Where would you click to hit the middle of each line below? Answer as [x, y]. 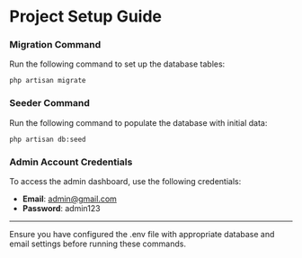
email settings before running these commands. [98, 244]
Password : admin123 [61, 209]
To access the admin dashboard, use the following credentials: [125, 182]
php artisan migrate [48, 81]
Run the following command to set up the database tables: [117, 64]
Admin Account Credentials [71, 162]
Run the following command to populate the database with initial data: [138, 122]
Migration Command [55, 45]
